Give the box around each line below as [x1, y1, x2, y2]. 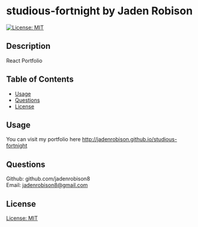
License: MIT [6, 214, 38, 222]
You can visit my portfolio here [6, 136, 81, 143]
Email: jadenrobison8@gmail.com [6, 182, 88, 189]
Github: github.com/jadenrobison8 [6, 175, 90, 182]
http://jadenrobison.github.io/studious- [82, 136, 177, 143]
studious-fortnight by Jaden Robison [6, 4, 193, 18]
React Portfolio [6, 57, 43, 64]
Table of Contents [6, 74, 74, 85]
